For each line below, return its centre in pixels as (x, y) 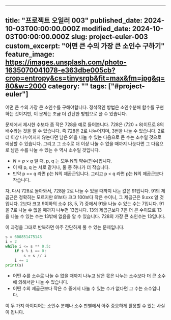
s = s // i (35, 256)
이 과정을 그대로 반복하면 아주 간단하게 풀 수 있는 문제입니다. (65, 227)
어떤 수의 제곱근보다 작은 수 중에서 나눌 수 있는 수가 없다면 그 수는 (78, 288)
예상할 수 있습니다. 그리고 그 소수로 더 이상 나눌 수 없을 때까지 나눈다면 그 (78, 143)
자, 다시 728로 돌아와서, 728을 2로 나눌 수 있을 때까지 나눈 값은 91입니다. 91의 (83, 191)
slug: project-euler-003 (110, 37)
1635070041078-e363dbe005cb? (60, 70)
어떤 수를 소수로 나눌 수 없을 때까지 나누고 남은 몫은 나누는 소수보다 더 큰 (84, 276)
